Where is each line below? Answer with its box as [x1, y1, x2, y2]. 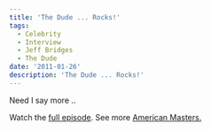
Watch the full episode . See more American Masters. [9, 112, 202, 122]
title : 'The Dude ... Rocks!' [9, 12, 121, 22]
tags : [9, 21, 29, 30]
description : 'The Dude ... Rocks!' [9, 71, 145, 80]
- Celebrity [17, 29, 62, 38]
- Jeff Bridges [17, 46, 74, 55]
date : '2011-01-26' [9, 63, 82, 72]
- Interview [17, 37, 62, 47]
